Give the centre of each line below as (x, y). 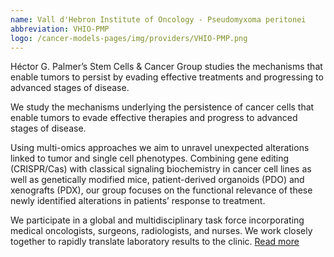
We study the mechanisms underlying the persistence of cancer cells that (162, 107)
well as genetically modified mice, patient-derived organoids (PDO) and (157, 180)
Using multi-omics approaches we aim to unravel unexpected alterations (160, 148)
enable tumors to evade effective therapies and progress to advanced (154, 118)
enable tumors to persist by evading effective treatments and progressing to (167, 77)
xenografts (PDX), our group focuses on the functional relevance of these (161, 190)
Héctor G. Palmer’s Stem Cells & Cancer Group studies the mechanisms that (166, 67)
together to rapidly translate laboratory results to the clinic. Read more (155, 242)
